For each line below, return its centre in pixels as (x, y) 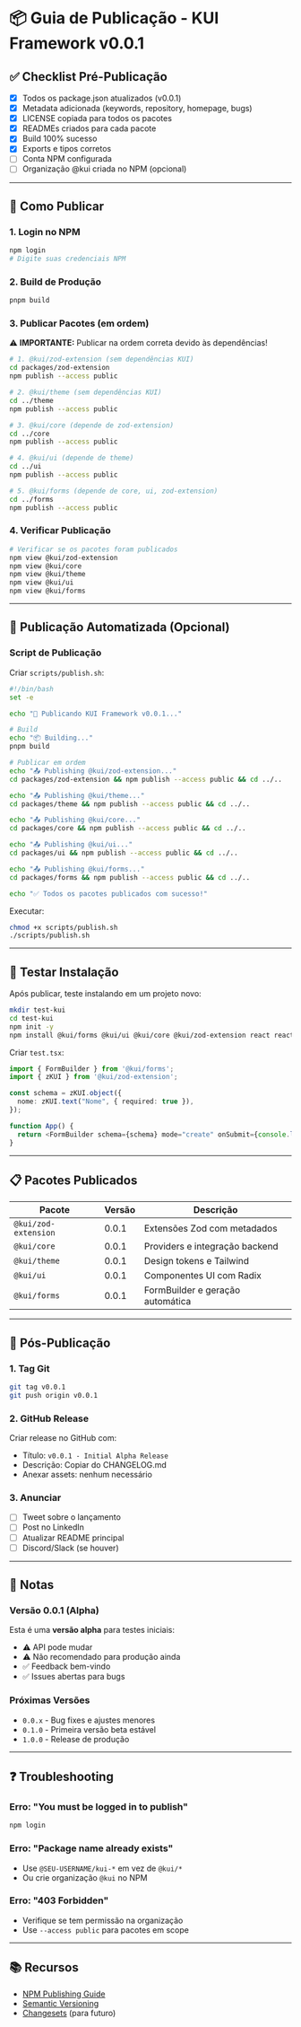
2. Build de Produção (55, 282)
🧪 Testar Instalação (64, 972)
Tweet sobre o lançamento (71, 1517)
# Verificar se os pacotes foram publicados (94, 549)
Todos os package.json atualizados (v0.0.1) (102, 98)
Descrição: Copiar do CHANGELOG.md (95, 1465)
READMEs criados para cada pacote (89, 128)
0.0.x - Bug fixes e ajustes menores (88, 1720)
